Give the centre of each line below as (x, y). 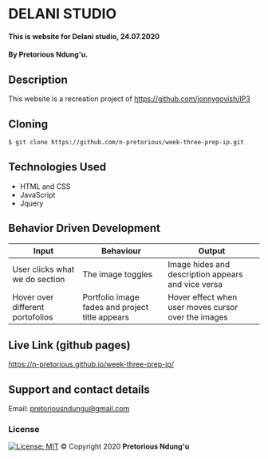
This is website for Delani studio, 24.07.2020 (84, 36)
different (28, 307)
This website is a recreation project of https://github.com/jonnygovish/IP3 (130, 99)
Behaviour (121, 250)
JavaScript (37, 194)
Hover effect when (202, 297)
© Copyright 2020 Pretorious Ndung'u (125, 446)
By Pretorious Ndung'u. (48, 55)
